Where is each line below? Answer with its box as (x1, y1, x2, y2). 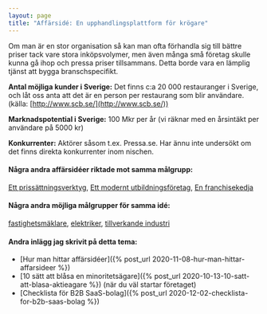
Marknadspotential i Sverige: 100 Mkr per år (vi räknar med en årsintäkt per (8, 114, 259, 124)
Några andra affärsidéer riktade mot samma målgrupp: (8, 165, 194, 175)
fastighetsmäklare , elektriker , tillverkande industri (8, 218, 170, 228)
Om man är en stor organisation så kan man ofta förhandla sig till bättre (8, 41, 242, 50)
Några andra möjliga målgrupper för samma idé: (8, 201, 171, 210)
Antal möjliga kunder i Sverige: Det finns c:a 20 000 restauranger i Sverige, (8, 81, 259, 92)
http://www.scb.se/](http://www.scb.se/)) (32, 99, 169, 108)
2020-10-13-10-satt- (182, 272, 249, 281)
